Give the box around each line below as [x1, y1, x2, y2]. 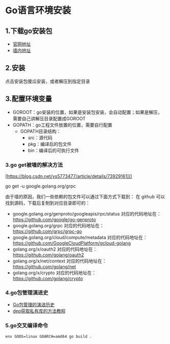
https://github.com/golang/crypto [12, 275, 83, 281]
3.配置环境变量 [5, 95, 52, 103]
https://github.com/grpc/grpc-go [12, 228, 82, 234]
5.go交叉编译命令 [5, 322, 48, 329]
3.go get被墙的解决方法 [5, 161, 63, 168]
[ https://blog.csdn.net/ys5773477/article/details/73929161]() [5, 173, 132, 179]
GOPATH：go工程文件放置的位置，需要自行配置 [12, 122, 112, 128]
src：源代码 [27, 135, 52, 141]
